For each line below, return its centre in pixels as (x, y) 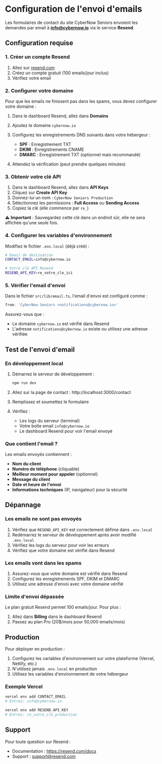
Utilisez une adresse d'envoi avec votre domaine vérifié (68, 584)
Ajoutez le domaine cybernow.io (44, 125)
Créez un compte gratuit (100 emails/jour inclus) (60, 73)
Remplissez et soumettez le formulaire (50, 402)
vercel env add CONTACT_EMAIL (36, 697)
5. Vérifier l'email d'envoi (35, 285)
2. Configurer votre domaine (39, 90)
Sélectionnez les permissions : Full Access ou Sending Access (76, 203)
